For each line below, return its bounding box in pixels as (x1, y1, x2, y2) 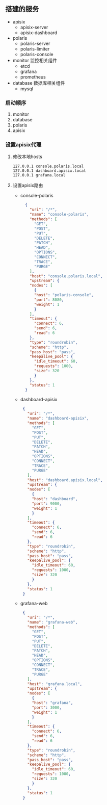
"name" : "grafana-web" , (27, 620, 78, 625)
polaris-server (20, 40, 50, 46)
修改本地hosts (12, 153, 42, 160)
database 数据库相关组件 (12, 80, 65, 86)
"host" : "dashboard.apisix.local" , (27, 477, 103, 483)
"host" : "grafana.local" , (27, 681, 83, 687)
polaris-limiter (20, 45, 50, 52)
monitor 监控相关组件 (12, 57, 58, 63)
